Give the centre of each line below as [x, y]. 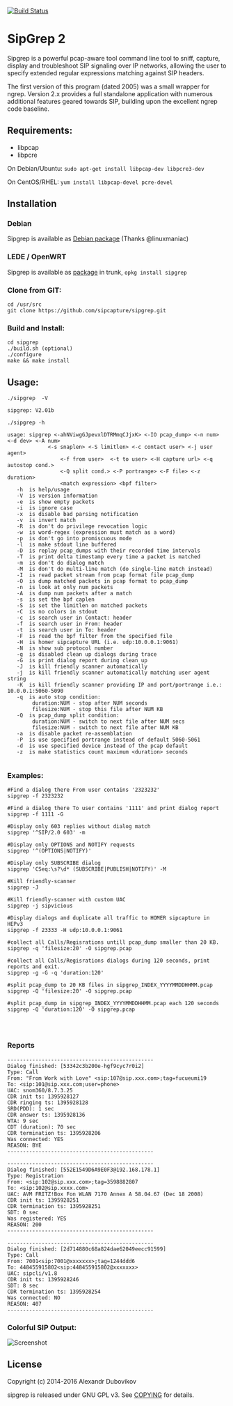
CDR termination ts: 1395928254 [54, 1292]
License [25, 1365]
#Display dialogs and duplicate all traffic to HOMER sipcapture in [109, 918]
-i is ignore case [45, 508]
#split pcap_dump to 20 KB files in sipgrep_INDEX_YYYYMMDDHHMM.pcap [110, 985]
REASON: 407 [24, 1304]
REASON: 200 [24, 1224]
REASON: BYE [24, 1145]
